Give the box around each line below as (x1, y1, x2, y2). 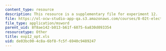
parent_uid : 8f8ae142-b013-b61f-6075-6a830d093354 (5, 25, 112, 30)
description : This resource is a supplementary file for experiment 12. (5, 12, 158, 17)
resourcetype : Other (5, 30, 48, 34)
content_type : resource (5, 7, 54, 12)
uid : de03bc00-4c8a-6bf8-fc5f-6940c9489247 (5, 39, 96, 44)
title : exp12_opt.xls (5, 34, 50, 39)
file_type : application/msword (5, 20, 70, 26)
